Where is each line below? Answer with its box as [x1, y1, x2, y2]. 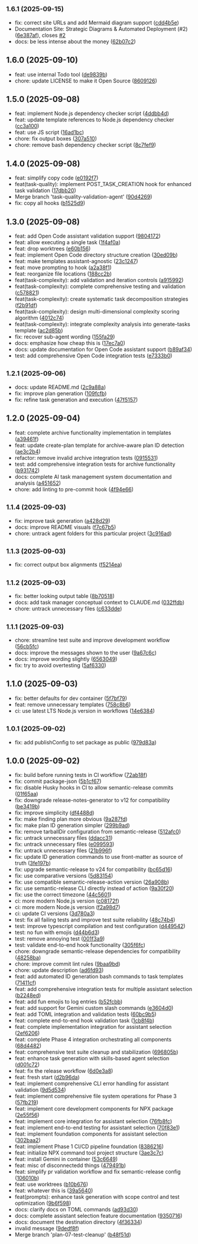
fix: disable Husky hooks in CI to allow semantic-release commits [14, 784, 174, 791]
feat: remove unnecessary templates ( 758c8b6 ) [14, 701, 131, 708]
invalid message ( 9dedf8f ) [14, 1225, 80, 1232]
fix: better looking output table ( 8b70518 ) [14, 593, 115, 600]
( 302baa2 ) [14, 1137, 41, 1144]
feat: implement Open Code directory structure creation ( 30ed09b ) [14, 251, 178, 258]
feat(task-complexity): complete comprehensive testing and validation [14, 283, 186, 290]
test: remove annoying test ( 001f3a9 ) [14, 935, 105, 942]
